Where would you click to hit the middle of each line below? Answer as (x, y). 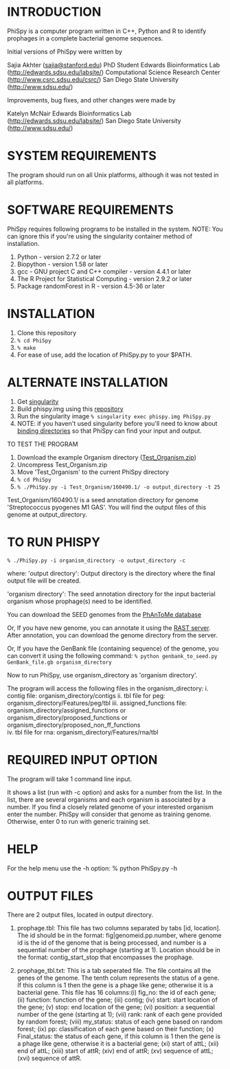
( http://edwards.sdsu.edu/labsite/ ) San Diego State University (94, 120)
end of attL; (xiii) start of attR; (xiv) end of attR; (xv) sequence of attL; (115, 1051)
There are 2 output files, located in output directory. (80, 915)
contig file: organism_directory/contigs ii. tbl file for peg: (87, 695)
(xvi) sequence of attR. (49, 1058)
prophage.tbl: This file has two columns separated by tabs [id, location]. (119, 928)
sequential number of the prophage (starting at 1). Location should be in (119, 950)
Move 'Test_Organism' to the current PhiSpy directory (93, 472)
